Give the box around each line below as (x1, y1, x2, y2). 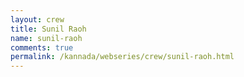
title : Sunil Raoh (10, 24, 87, 34)
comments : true (10, 42, 74, 53)
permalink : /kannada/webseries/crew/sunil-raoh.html (10, 52, 235, 62)
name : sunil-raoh (10, 33, 83, 43)
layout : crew (10, 14, 65, 25)
